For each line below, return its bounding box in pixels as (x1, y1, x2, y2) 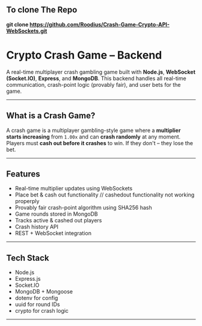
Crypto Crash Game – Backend (6, 48, 162, 62)
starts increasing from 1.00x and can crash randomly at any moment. (6, 133, 181, 140)
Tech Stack (6, 252, 49, 263)
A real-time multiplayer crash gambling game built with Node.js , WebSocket (6, 68, 196, 75)
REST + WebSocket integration (14, 230, 92, 237)
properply (14, 198, 40, 205)
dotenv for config (14, 295, 58, 302)
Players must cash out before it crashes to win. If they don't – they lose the (6, 139, 194, 146)
